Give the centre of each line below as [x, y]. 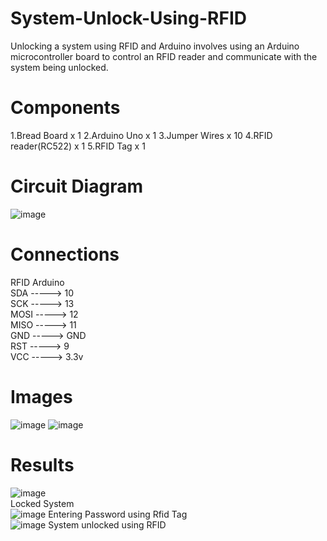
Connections [65, 254]
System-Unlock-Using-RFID [128, 18]
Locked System [42, 503]
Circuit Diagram [76, 186]
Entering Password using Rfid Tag [118, 514]
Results [42, 464]
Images [41, 396]
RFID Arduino [37, 282]
